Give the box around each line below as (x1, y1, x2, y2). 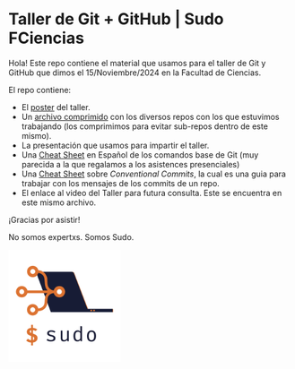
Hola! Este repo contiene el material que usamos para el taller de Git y (8, 57, 266, 68)
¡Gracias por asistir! (8, 214, 81, 225)
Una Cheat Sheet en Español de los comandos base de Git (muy (21, 149, 259, 160)
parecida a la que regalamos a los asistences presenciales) (21, 159, 240, 169)
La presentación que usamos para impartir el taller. (21, 140, 210, 150)
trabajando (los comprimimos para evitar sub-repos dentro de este (21, 121, 268, 132)
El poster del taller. (21, 101, 91, 112)
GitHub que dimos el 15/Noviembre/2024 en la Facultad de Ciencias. (8, 67, 262, 78)
